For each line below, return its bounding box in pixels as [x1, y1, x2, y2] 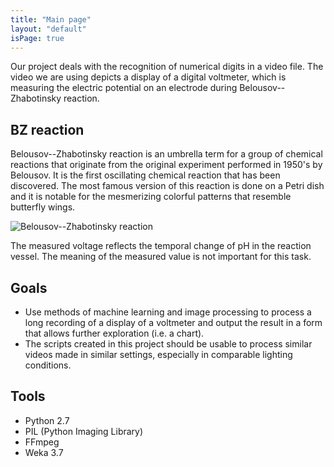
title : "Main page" [10, 14, 92, 25]
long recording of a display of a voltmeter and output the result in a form [24, 317, 323, 328]
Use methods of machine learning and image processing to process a [24, 306, 312, 318]
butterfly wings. [10, 201, 76, 213]
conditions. [24, 359, 72, 371]
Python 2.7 [24, 414, 70, 426]
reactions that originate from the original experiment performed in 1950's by [10, 159, 323, 171]
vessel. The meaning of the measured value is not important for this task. [10, 251, 312, 263]
